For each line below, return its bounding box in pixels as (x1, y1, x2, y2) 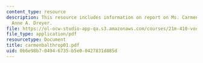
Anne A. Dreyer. (11, 20, 53, 26)
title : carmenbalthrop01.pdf (6, 43, 80, 49)
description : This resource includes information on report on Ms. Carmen (6, 14, 199, 20)
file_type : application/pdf (6, 31, 77, 37)
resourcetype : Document (6, 37, 66, 43)
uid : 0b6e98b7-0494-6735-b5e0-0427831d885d (6, 48, 118, 54)
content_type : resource (6, 8, 66, 15)
